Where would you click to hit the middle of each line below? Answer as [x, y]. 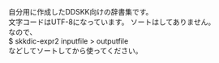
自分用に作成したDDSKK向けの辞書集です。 [81, 12]
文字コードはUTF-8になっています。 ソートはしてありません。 [112, 22]
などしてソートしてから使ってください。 [76, 50]
